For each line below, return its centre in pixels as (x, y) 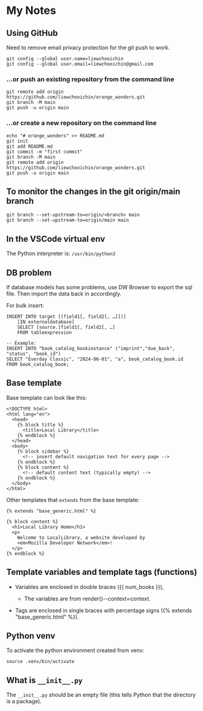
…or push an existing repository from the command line (90, 79)
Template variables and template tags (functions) (102, 572)
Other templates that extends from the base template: (73, 500)
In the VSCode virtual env (56, 239)
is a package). (24, 701)
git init (17, 141)
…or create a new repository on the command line (81, 123)
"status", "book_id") (34, 354)
